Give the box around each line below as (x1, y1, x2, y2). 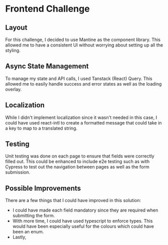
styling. (5, 48, 21, 53)
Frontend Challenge (5, 3, 90, 15)
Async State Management (5, 62, 89, 71)
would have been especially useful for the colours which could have (12, 223, 154, 229)
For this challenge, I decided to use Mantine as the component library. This (5, 36, 160, 43)
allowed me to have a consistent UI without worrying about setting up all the (5, 42, 163, 48)
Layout (5, 23, 28, 32)
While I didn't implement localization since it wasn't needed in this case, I (5, 114, 157, 120)
